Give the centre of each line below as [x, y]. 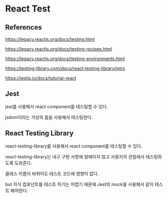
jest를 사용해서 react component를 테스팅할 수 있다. [57, 106]
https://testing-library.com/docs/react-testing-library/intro [65, 68]
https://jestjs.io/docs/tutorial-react [41, 78]
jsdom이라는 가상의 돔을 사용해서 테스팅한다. [49, 117]
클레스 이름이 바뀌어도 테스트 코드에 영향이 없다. [52, 173]
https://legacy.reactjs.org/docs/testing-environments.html [65, 59]
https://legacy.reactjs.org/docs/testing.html [50, 39]
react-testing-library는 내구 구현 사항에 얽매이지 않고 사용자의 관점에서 [75, 156]
